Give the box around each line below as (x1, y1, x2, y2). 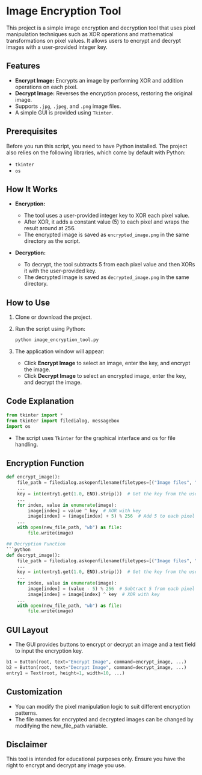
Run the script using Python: (14, 325, 85, 333)
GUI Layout (6, 625, 49, 635)
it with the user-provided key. (23, 267, 97, 275)
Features (6, 61, 40, 71)
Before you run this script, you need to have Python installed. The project (6, 142, 188, 149)
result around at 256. (23, 225, 76, 232)
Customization (6, 687, 63, 697)
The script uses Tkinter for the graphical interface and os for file (14, 434, 176, 441)
